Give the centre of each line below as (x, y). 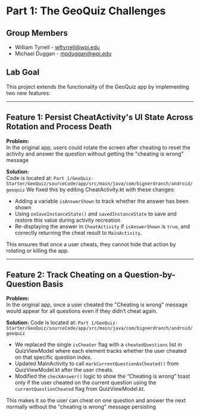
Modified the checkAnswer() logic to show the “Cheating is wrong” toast (102, 376)
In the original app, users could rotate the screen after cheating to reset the (98, 147)
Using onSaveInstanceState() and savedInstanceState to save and (96, 213)
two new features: (28, 93)
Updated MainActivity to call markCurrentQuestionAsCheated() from (97, 364)
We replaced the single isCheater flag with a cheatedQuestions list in (99, 344)
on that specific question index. (53, 357)
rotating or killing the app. (38, 250)
